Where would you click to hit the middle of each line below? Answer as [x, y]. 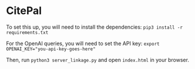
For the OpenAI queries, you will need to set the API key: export [83, 43]
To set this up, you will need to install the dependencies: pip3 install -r [95, 27]
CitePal [24, 11]
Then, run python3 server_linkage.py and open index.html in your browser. [98, 60]
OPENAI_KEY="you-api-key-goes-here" [51, 49]
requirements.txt [27, 32]
